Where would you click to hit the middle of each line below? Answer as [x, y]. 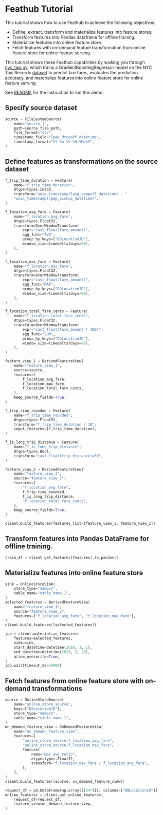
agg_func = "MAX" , [39, 284]
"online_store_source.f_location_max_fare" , [68, 745]
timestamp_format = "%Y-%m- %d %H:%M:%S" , [54, 142]
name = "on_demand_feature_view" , [46, 731]
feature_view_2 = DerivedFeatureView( [44, 469]
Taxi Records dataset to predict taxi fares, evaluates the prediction [72, 72]
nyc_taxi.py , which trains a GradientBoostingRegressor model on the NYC [79, 67]
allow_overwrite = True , [37, 656]
